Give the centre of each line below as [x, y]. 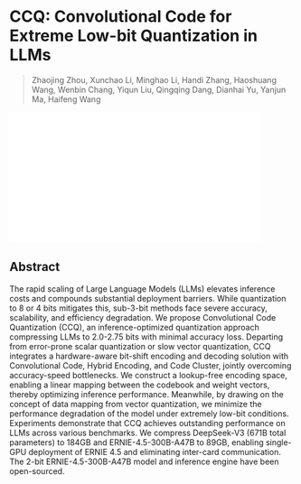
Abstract [35, 267]
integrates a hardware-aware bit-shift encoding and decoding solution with [149, 356]
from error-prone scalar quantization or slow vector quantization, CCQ [140, 346]
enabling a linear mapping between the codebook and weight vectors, [140, 385]
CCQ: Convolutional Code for [121, 17]
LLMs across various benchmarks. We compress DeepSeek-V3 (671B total [148, 433]
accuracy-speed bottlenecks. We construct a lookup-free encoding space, [148, 375]
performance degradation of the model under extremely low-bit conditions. [149, 414]
